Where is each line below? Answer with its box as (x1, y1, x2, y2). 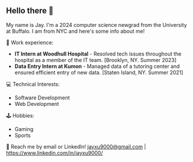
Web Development (14, 100, 59, 107)
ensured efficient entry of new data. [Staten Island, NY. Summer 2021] (14, 68, 184, 76)
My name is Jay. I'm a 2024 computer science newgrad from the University (6, 21, 187, 28)
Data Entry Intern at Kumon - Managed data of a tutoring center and (14, 63, 180, 70)
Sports (14, 132, 31, 139)
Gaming (14, 125, 34, 132)
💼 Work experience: (6, 39, 54, 46)
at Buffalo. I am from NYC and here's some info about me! (6, 27, 145, 35)
